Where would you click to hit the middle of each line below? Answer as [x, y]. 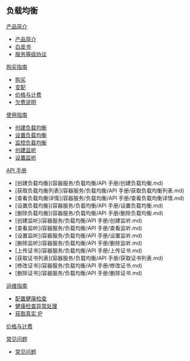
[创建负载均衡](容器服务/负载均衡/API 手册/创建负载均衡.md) [89, 183]
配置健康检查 [31, 298]
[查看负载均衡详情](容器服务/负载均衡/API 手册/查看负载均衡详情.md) [99, 198]
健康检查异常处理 [36, 306]
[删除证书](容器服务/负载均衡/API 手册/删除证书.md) [79, 273]
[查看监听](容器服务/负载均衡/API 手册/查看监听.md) [79, 228]
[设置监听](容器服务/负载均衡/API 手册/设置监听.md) [79, 235]
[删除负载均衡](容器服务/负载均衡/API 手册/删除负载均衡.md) [89, 213]
